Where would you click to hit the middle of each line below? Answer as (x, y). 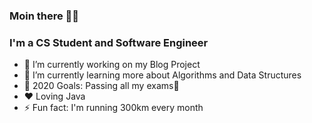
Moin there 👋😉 (44, 16)
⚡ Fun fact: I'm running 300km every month (113, 108)
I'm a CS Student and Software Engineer (109, 42)
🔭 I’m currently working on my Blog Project (112, 65)
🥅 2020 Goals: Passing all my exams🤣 (101, 86)
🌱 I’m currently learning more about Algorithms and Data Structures (162, 75)
